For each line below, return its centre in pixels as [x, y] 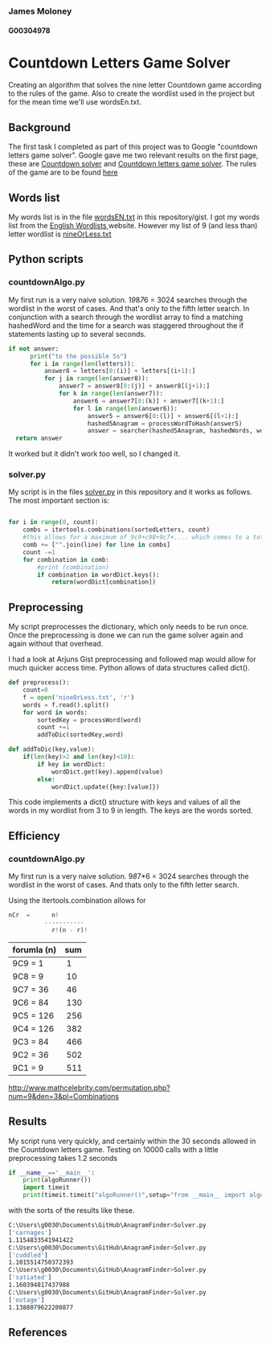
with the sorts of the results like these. [72, 1210]
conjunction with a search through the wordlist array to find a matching [126, 317]
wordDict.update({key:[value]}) [105, 787]
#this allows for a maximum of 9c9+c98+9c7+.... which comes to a [136, 537]
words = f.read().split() [66, 705]
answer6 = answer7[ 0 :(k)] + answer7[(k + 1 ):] [149, 401]
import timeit [46, 1187]
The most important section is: [59, 501]
